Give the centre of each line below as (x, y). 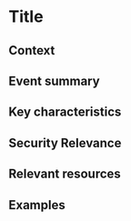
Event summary (55, 80)
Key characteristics (65, 112)
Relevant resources (65, 174)
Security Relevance (65, 143)
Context (32, 50)
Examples (37, 205)
